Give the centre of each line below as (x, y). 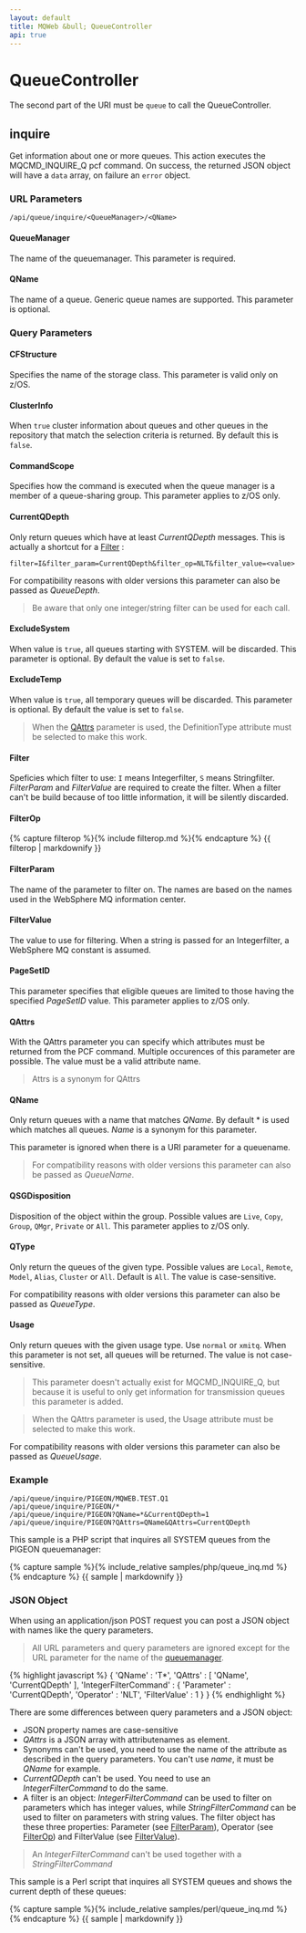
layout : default (40, 18)
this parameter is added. (77, 1402)
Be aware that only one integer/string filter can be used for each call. (161, 608)
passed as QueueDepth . (55, 590)
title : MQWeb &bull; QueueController (81, 26)
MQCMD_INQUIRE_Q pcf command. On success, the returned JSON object (150, 166)
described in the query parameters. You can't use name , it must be (148, 1759)
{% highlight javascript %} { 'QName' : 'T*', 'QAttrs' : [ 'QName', (129, 1675)
